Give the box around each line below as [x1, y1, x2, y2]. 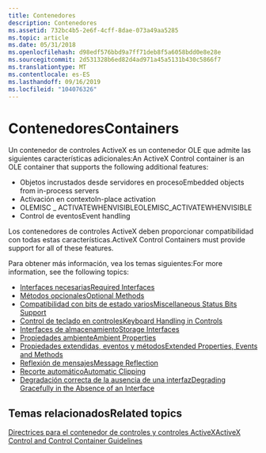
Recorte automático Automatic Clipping [19, 367, 146, 376]
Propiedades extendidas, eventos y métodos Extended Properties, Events [19, 341, 258, 351]
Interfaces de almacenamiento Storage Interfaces [19, 325, 180, 334]
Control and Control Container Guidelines [8, 436, 142, 446]
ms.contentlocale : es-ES [8, 70, 90, 78]
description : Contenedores [8, 19, 97, 27]
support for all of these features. [8, 243, 114, 253]
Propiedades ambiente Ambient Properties [19, 333, 157, 343]
